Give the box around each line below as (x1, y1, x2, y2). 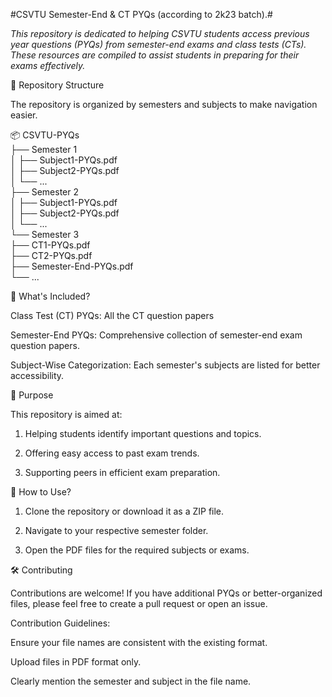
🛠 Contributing (10, 564, 73, 576)
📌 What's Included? (10, 290, 91, 302)
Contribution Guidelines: (10, 617, 111, 629)
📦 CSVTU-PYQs (10, 129, 80, 141)
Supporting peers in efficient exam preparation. (24, 467, 221, 478)
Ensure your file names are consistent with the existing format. (10, 637, 268, 648)
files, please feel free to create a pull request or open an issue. (10, 598, 268, 609)
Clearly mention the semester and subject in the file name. (10, 675, 252, 687)
